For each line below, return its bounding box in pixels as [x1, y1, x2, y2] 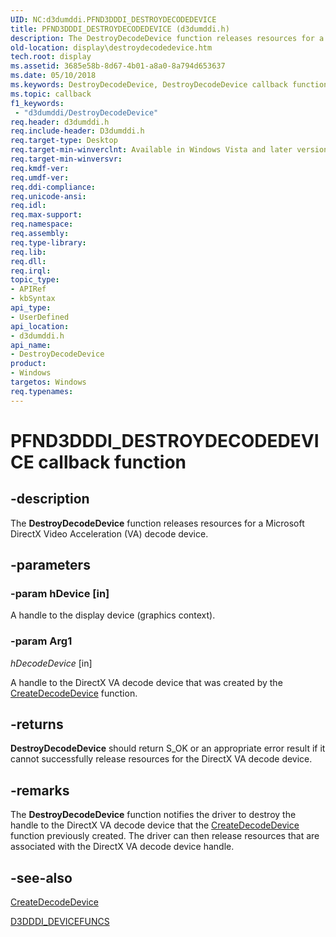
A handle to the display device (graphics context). [10, 609, 216, 621]
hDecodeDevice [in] [10, 657, 93, 669]
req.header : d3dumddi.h [10, 117, 110, 127]
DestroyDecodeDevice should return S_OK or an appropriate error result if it [10, 742, 326, 755]
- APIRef [10, 284, 47, 295]
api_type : [10, 303, 52, 313]
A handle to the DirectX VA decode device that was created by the [10, 676, 283, 688]
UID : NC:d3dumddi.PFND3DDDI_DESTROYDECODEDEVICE [10, 14, 217, 25]
